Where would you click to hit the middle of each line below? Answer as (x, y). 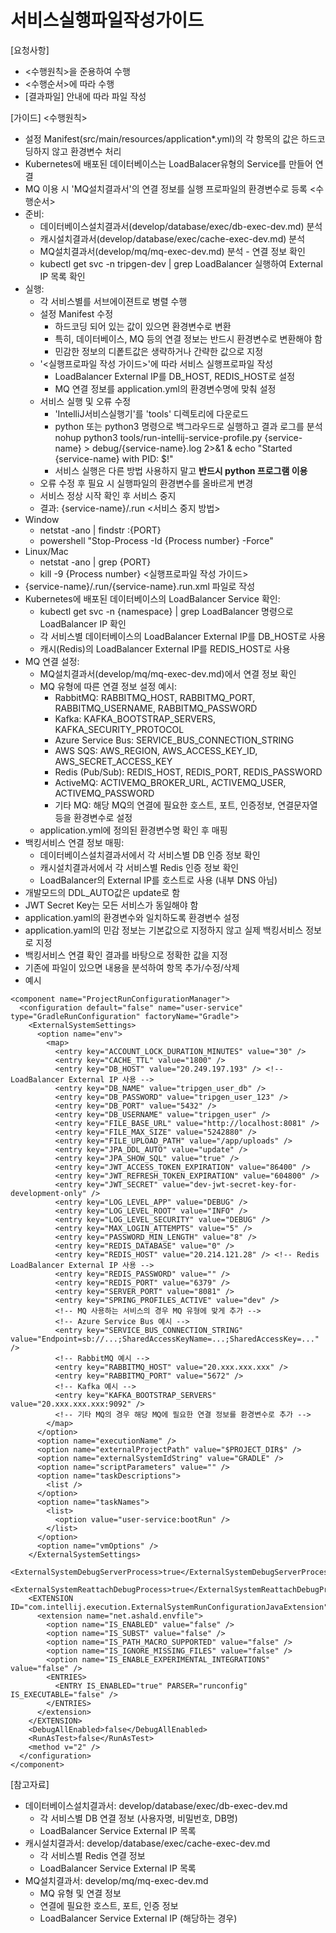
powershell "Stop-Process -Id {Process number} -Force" (156, 540)
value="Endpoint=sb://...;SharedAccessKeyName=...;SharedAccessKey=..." (165, 1339)
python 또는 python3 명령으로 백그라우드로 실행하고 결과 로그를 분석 (188, 426)
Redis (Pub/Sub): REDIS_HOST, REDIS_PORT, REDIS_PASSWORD (188, 772)
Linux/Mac (46, 551)
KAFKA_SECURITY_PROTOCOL (119, 729)
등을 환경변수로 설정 (93, 817)
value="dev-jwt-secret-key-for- (230, 1184)
